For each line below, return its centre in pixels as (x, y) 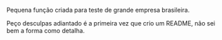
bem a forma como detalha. (46, 31)
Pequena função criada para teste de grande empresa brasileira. (98, 10)
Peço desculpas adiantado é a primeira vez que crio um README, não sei (111, 23)
